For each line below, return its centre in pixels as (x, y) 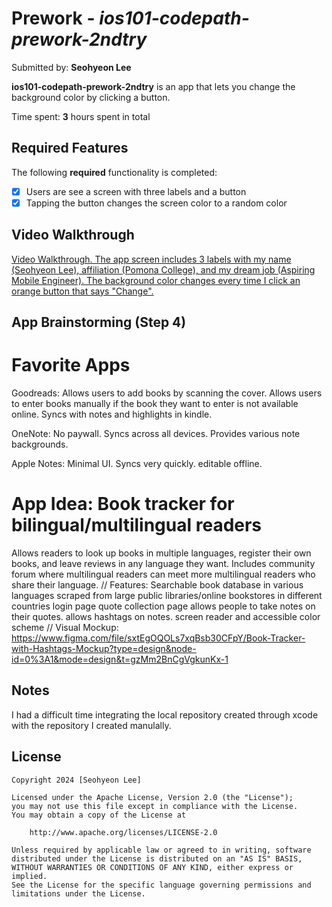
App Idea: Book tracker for (123, 504)
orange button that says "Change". (82, 291)
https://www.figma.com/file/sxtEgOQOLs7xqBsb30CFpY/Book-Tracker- (158, 638)
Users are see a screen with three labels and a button (136, 191)
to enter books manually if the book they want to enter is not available (155, 404)
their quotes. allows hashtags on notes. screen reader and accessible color (166, 616)
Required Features (70, 148)
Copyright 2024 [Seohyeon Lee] (76, 780)
